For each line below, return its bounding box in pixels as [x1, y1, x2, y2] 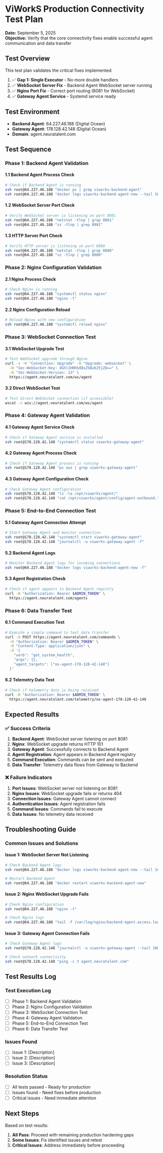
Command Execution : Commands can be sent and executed [12, 757, 133, 763]
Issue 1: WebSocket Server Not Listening [5, 852, 89, 858]
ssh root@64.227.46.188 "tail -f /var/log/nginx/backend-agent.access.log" [5, 920, 162, 925]
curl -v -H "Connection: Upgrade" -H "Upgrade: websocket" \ [5, 361, 131, 366]
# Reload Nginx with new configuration [5, 318, 86, 322]
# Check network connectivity [5, 954, 66, 959]
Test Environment [5, 108, 60, 116]
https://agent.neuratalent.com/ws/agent [9, 375, 92, 379]
